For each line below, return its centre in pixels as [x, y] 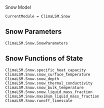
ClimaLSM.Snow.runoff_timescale [39, 100]
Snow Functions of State [44, 59]
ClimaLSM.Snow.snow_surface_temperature [48, 74]
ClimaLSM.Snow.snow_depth [32, 79]
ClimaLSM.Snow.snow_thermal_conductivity [49, 83]
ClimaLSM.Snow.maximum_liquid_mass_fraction [52, 96]
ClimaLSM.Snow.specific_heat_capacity [45, 70]
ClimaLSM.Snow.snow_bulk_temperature [44, 87]
